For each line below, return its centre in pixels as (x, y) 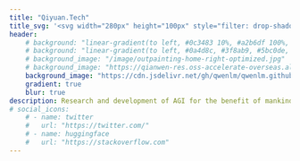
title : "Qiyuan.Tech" (50, 17)
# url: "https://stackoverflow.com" (97, 142)
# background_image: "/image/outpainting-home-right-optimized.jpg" (155, 59)
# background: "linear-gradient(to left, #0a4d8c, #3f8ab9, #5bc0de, (158, 51)
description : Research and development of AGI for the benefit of (135, 101)
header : (24, 34)
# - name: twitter (59, 117)
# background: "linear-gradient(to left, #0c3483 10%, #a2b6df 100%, (158, 42)
